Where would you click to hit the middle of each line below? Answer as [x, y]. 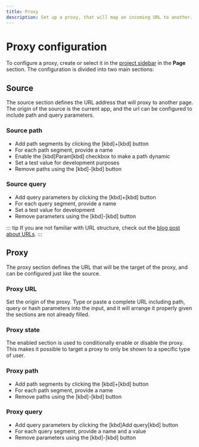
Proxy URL [21, 289]
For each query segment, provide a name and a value [80, 431]
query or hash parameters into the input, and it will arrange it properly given [99, 308]
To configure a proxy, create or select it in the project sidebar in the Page [96, 63]
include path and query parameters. [50, 115]
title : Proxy [22, 12]
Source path [24, 130]
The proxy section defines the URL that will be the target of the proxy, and [97, 267]
